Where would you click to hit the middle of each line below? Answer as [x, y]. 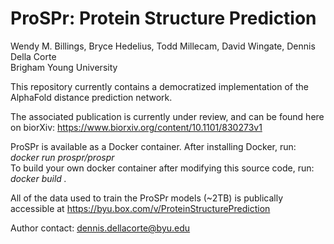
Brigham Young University [64, 67]
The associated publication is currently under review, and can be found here [167, 116]
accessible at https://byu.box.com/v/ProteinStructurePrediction [140, 208]
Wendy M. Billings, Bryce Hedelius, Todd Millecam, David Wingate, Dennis [163, 46]
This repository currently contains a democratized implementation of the [159, 86]
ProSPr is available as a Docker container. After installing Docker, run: [153, 146]
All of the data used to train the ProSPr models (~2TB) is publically [147, 198]
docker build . [38, 178]
